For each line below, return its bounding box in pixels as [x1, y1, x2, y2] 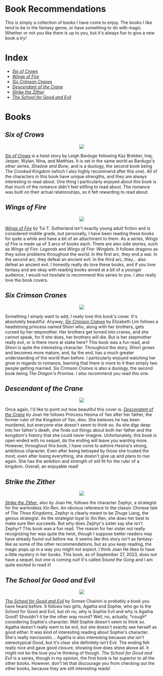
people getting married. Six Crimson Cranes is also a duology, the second [5, 365, 153, 371]
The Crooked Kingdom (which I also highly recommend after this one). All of [5, 168, 158, 174]
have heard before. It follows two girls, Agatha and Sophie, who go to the [5, 603, 152, 609]
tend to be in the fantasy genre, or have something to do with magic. [5, 24, 143, 30]
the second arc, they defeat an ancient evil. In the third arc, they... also [5, 256, 146, 262]
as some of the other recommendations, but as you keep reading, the [13, 541, 152, 547]
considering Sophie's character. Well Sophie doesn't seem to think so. [5, 618, 145, 625]
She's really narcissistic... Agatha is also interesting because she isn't [5, 634, 145, 640]
